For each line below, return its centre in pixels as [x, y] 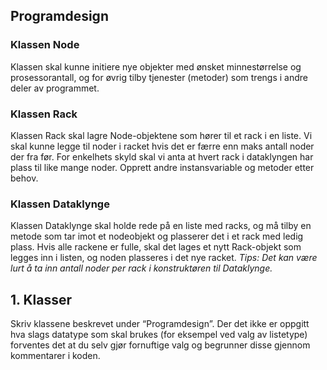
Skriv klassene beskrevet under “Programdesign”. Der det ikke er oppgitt [160, 324]
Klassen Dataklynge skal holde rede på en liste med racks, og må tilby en [161, 226]
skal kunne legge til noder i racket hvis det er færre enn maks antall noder [162, 146]
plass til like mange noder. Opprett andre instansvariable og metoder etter [162, 167]
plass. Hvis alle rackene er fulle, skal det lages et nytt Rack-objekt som [156, 247]
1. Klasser [41, 299]
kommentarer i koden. [55, 356]
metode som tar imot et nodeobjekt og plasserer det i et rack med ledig [157, 236]
